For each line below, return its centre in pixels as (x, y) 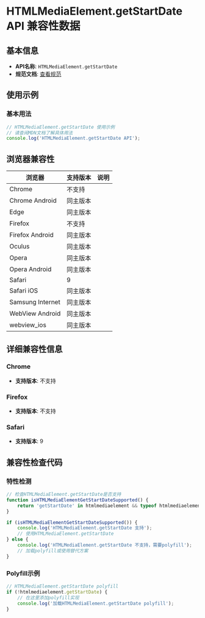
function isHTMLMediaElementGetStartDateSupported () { (77, 500)
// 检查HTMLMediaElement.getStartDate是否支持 (64, 495)
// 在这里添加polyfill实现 (48, 598)
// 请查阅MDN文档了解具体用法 (40, 133)
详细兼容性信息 (34, 349)
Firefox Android (31, 235)
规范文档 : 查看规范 (38, 74)
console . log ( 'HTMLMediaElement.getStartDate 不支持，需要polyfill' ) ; (105, 545)
